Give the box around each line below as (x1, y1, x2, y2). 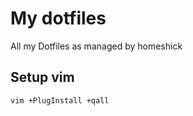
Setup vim (10, 69, 75, 86)
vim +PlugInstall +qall (10, 95, 110, 106)
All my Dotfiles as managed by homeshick (10, 40, 183, 52)
